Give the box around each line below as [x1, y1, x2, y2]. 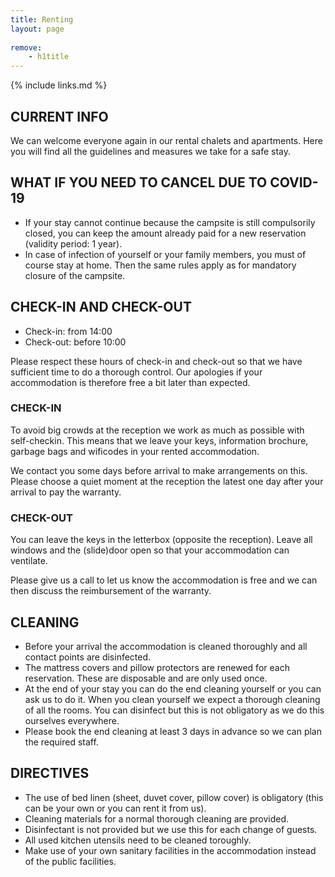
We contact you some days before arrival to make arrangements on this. [10, 464, 308, 476]
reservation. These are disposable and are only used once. [24, 672, 268, 684]
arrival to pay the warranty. [10, 486, 122, 498]
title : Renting [10, 14, 74, 25]
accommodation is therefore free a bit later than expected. [10, 376, 251, 388]
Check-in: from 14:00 [24, 325, 113, 337]
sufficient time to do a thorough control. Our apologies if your [10, 366, 263, 378]
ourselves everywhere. [24, 714, 120, 726]
